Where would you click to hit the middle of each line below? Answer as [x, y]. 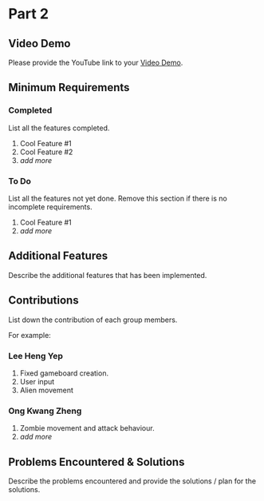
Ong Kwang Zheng [45, 411]
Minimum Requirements [69, 87]
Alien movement [47, 390]
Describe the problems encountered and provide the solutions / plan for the [132, 481]
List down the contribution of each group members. [93, 320]
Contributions [43, 300]
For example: [30, 335]
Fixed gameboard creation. [64, 373]
